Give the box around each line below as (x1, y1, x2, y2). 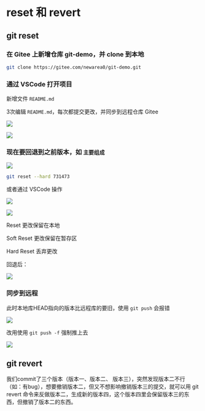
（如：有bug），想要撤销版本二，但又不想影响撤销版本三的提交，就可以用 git (6, 383, 199, 390)
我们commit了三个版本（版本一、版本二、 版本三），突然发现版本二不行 (6, 375, 185, 383)
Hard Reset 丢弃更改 (6, 248, 58, 255)
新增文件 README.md (6, 95, 55, 102)
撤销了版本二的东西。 (22, 398, 77, 405)
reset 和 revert (6, 6, 81, 20)
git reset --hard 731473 (6, 174, 70, 180)
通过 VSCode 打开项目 (6, 80, 72, 88)
